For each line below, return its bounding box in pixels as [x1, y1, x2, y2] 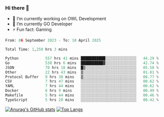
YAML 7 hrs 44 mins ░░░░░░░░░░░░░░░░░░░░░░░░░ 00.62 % [5, 84, 159, 89]
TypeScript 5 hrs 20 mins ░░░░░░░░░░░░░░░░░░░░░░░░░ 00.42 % [5, 97, 159, 102]
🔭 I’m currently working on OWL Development [12, 16, 106, 22]
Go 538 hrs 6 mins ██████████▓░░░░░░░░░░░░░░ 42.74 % [5, 60, 159, 65]
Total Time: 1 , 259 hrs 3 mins [5, 47, 68, 52]
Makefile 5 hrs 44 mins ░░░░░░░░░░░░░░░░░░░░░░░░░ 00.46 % [5, 93, 159, 98]
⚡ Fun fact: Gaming [12, 27, 52, 33]
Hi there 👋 [5, 4, 30, 11]
